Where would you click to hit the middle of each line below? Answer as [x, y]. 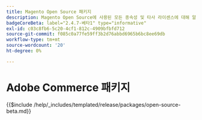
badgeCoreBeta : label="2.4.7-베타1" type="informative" [76, 23]
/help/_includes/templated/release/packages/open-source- [107, 104]
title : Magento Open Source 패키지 [49, 12]
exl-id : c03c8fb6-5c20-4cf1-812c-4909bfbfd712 [66, 28]
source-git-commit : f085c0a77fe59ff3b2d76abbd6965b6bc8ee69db [86, 34]
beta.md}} [19, 111]
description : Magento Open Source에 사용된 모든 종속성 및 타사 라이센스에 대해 [98, 17]
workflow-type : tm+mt [33, 40]
